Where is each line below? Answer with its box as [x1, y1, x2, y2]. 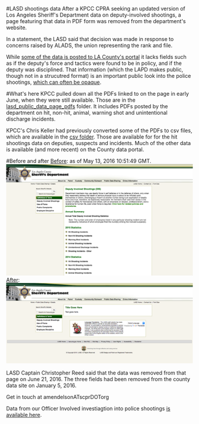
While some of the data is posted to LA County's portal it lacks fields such [6, 54, 187, 60]
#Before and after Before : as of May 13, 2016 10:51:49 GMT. [6, 158, 152, 164]
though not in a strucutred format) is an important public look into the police [6, 73, 191, 79]
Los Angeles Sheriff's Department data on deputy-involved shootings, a [6, 11, 182, 18]
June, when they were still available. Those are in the [6, 96, 136, 103]
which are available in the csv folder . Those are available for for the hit [6, 133, 178, 140]
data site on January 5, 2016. [6, 382, 77, 389]
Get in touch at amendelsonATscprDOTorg [6, 394, 110, 401]
